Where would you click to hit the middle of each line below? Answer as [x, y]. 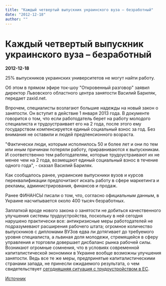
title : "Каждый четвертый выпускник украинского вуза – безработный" [79, 10]
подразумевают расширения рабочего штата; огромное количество [79, 226]
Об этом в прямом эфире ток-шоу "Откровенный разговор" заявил [77, 87]
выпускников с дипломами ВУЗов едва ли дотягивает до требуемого [79, 232]
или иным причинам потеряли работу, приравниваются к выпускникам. [82, 149]
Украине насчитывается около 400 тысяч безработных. [65, 201]
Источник [16, 278]
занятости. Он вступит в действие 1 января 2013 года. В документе [77, 113]
